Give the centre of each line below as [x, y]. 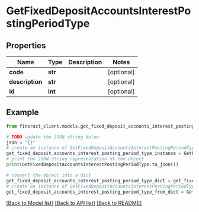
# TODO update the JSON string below [53, 137]
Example [23, 113]
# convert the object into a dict [49, 175]
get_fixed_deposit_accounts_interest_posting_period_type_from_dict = [95, 192]
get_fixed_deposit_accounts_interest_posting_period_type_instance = [94, 154]
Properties [26, 45]
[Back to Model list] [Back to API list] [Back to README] [74, 203]
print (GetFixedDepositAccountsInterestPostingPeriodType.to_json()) [92, 164]
